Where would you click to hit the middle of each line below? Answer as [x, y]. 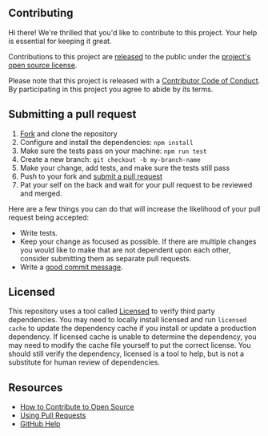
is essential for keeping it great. [60, 41]
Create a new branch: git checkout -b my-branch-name [110, 159]
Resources [36, 388]
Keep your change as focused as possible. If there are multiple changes [138, 241]
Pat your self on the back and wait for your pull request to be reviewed [136, 184]
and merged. [41, 193]
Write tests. [39, 232]
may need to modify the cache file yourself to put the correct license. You [130, 345]
